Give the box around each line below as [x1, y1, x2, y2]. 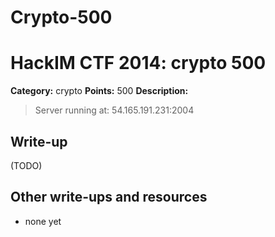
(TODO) [10, 159, 43, 171]
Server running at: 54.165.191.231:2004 [34, 104, 195, 116]
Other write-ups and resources [10, 189, 208, 206]
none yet [24, 215, 62, 227]
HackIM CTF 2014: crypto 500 [10, 52, 267, 75]
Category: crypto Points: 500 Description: [10, 85, 189, 97]
